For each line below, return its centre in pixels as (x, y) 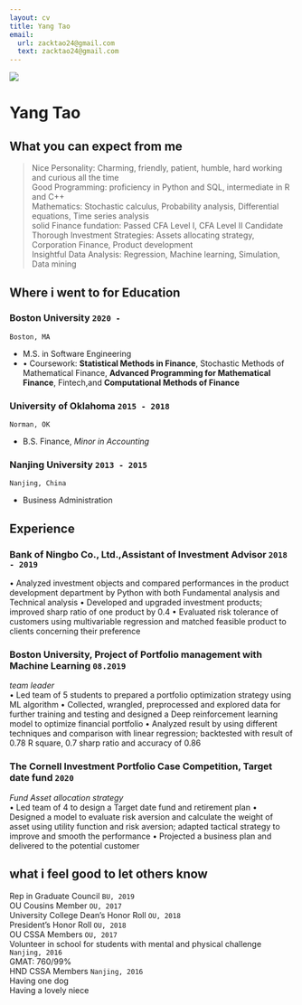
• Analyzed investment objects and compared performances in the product (149, 583)
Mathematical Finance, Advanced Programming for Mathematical (146, 372)
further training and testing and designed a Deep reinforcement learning (144, 714)
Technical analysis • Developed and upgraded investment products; (136, 603)
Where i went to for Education (95, 292)
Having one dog (39, 981)
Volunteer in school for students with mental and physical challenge (136, 944)
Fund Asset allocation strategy (66, 797)
